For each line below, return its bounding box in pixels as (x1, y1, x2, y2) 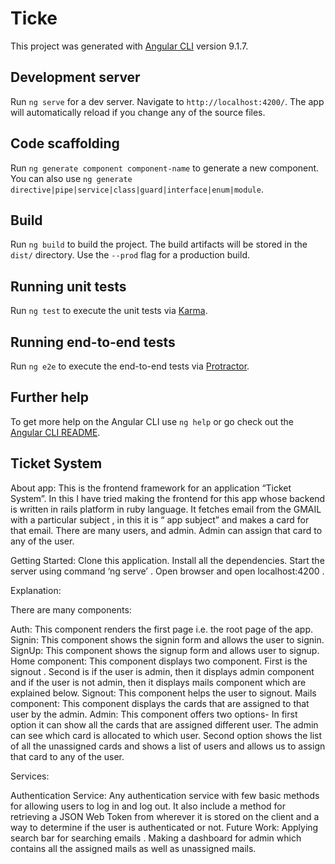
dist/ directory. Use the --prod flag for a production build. (10, 249, 250, 261)
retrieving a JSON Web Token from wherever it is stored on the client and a (10, 810, 320, 822)
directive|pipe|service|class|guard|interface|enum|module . (10, 183, 264, 195)
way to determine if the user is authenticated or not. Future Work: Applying (10, 821, 319, 833)
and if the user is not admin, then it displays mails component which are (10, 676, 307, 688)
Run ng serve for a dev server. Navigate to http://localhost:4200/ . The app (10, 95, 325, 107)
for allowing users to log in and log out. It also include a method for (10, 800, 286, 812)
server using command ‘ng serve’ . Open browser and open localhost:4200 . (10, 565, 325, 577)
